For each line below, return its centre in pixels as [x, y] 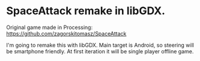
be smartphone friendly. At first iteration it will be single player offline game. [100, 51]
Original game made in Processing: [50, 27]
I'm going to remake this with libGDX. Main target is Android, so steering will [100, 45]
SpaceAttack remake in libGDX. [86, 11]
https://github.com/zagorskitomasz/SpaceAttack [66, 33]
